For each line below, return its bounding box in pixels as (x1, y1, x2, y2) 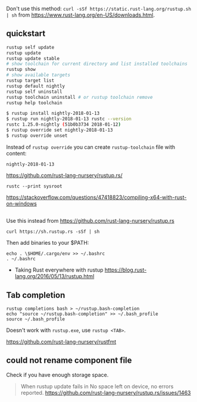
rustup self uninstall (6, 89, 62, 95)
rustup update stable (6, 55, 60, 61)
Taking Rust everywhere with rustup (14, 266, 104, 273)
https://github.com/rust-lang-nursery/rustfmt (6, 338, 117, 345)
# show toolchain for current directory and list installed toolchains (6, 61, 187, 67)
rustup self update (6, 44, 55, 50)
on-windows (6, 200, 37, 207)
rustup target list (6, 77, 55, 84)
